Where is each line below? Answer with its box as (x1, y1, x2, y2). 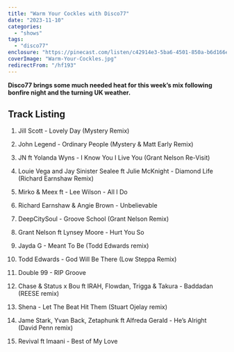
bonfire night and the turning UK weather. (8, 88, 131, 97)
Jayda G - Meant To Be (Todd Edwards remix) (17, 242, 149, 250)
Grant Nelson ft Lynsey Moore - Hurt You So (17, 228, 144, 237)
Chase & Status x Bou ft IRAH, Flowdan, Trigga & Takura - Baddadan (17, 282, 214, 290)
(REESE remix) (17, 290, 60, 298)
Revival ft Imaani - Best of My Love (17, 337, 118, 346)
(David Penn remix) (17, 324, 74, 332)
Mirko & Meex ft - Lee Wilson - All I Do (17, 188, 128, 196)
